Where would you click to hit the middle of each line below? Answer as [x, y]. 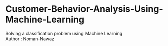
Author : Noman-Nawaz [30, 39]
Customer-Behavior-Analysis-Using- [84, 9]
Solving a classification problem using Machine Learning [64, 33]
